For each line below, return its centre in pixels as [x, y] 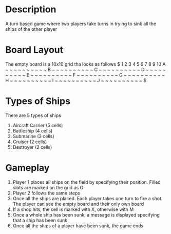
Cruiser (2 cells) [30, 142]
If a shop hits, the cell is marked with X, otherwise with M [73, 209]
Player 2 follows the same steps [46, 193]
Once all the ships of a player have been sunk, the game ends [78, 226]
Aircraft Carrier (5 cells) [38, 125]
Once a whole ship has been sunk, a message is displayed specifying [86, 215]
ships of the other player [31, 29]
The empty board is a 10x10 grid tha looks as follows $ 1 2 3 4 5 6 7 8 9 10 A [85, 64]
